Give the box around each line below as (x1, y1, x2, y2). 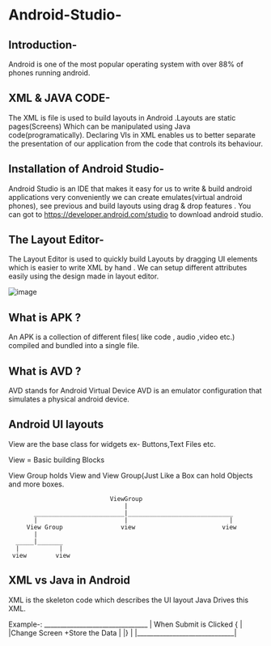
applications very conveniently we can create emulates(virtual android (8, 192, 243, 202)
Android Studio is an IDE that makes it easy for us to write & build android (8, 184, 252, 193)
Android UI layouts (8, 418, 104, 431)
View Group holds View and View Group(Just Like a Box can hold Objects (8, 470, 253, 480)
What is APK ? (8, 310, 82, 325)
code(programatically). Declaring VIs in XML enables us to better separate (8, 130, 256, 139)
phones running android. (8, 68, 91, 78)
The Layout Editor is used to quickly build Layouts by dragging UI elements (8, 254, 258, 264)
